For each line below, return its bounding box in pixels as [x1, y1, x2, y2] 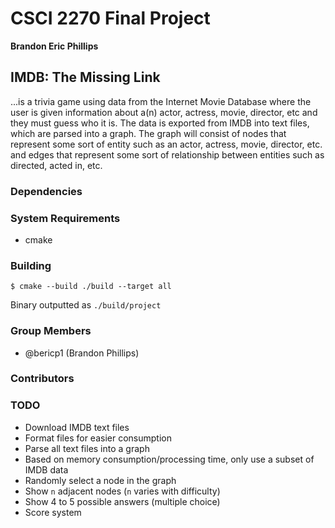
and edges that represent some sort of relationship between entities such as [10, 148, 325, 161]
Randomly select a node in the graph [24, 474, 177, 486]
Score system [24, 506, 82, 518]
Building [10, 258, 52, 272]
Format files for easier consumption [24, 432, 172, 444]
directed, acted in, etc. [10, 159, 103, 171]
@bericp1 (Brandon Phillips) [24, 347, 140, 359]
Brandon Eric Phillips [10, 40, 99, 52]
